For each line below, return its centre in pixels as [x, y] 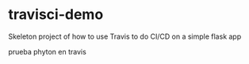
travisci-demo [56, 15]
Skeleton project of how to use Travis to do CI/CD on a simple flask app [125, 36]
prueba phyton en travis [48, 51]
